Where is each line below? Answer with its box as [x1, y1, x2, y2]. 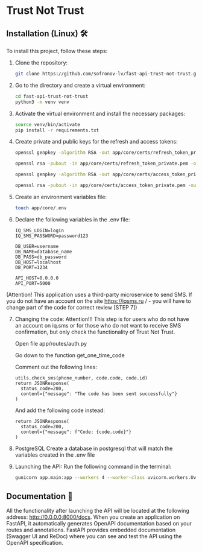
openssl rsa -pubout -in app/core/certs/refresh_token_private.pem [14, 160, 189, 167]
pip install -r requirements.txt [14, 127, 99, 133]
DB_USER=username [14, 243, 59, 249]
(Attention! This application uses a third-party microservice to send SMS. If [6, 291, 193, 298]
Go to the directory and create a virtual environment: [14, 81, 146, 89]
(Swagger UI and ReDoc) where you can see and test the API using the [6, 533, 182, 540]
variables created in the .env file [14, 451, 95, 458]
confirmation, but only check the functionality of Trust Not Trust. [14, 328, 175, 335]
